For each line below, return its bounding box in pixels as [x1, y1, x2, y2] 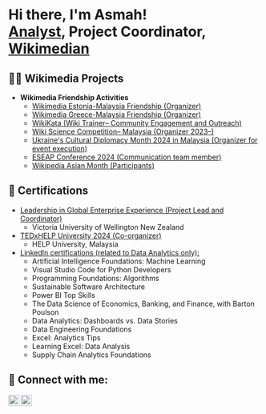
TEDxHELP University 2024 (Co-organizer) [19, 231, 162, 240]
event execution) [31, 144, 88, 153]
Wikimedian [8, 40, 90, 58]
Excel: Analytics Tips [31, 332, 101, 342]
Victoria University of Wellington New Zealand [31, 222, 184, 231]
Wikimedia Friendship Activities [19, 93, 129, 102]
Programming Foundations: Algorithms [31, 273, 159, 283]
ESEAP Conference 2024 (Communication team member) [31, 152, 222, 162]
